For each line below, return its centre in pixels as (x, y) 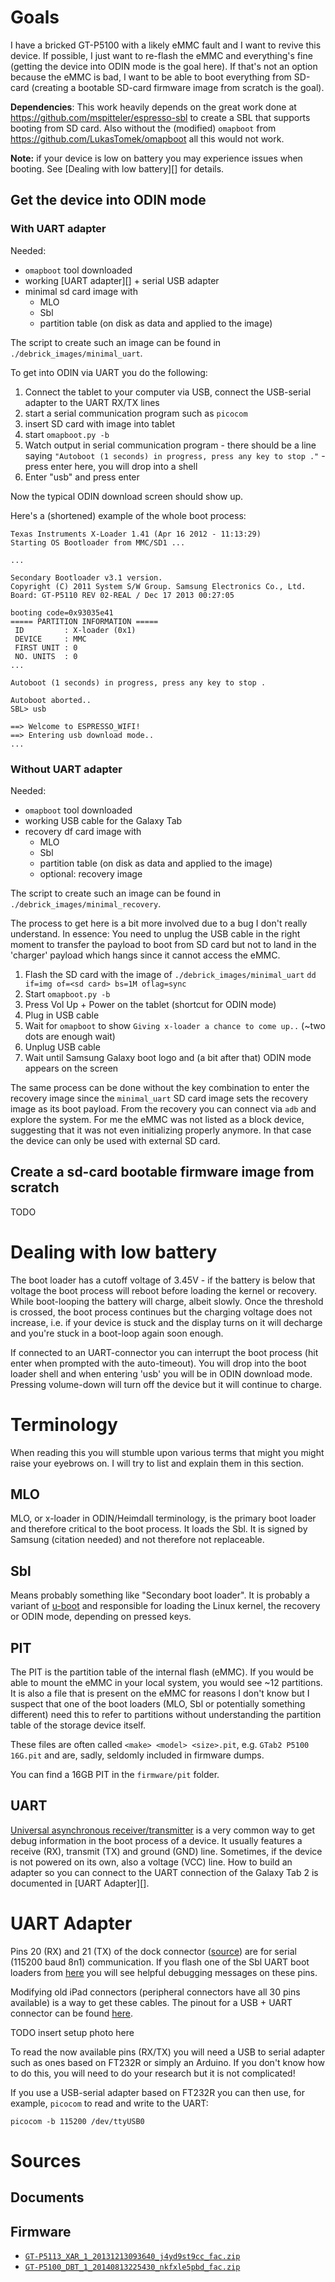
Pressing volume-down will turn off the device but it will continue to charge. (166, 1384)
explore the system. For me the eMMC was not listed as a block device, (157, 1119)
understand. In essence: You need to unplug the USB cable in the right (155, 933)
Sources (46, 2160)
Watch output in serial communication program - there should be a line (170, 445)
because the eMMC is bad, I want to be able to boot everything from (151, 77)
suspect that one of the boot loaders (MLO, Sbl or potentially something (158, 1704)
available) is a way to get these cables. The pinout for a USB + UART (151, 2002)
